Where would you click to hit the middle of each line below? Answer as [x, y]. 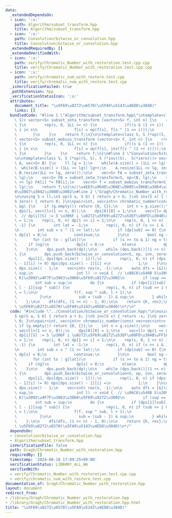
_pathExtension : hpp [32, 91]
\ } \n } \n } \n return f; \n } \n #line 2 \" [73, 154]
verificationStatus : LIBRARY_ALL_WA [49, 465]
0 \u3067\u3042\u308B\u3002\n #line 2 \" [57, 192]
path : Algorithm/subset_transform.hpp [56, 24]
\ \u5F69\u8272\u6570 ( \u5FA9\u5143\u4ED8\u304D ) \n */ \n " [76, 307]
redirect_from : [21, 493]
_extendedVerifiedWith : [35, 53]
